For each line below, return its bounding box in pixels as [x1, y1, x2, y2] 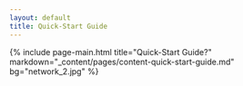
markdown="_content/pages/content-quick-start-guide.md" [9, 56, 235, 67]
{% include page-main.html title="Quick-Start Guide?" [9, 46, 212, 57]
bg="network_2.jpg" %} [9, 65, 99, 77]
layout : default [9, 13, 71, 23]
